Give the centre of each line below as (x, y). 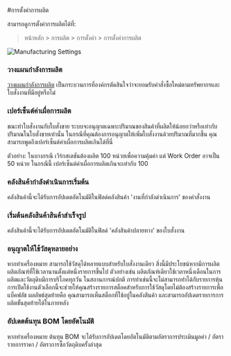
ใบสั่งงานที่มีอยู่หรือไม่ (31, 92)
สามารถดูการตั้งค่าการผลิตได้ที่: (42, 24)
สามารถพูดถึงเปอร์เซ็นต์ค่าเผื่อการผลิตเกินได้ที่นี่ (60, 142)
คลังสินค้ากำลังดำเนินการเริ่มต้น (48, 182)
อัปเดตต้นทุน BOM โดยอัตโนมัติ (51, 321)
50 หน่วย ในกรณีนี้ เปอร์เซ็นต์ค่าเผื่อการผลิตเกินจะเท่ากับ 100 (78, 163)
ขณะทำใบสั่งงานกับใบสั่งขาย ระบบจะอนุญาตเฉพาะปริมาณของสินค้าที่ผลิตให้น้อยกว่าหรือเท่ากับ (112, 126)
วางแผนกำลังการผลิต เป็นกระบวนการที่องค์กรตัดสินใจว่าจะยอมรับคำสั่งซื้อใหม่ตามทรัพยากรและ (114, 85)
